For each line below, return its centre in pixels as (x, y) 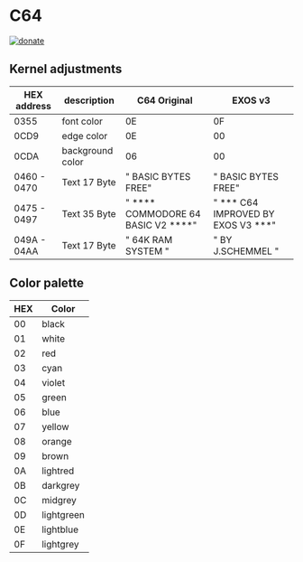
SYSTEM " (147, 251)
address (34, 106)
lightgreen (64, 514)
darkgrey (61, 485)
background (87, 150)
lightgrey (60, 544)
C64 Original (165, 100)
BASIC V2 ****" (161, 225)
